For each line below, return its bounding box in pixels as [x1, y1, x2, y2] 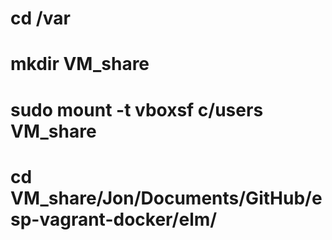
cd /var [10, 7, 71, 30]
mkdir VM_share [10, 53, 150, 76]
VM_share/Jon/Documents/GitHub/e [10, 187, 323, 209]
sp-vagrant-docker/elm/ [10, 208, 218, 231]
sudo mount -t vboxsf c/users [10, 98, 264, 121]
